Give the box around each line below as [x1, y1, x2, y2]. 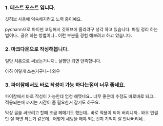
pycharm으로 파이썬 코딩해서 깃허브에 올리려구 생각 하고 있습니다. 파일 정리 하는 [5, 27, 158, 32]
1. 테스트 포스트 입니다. [5, 4, 56, 11]
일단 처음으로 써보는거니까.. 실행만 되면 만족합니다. [5, 58, 102, 63]
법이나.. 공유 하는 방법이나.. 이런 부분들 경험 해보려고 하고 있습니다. [5, 32, 133, 38]
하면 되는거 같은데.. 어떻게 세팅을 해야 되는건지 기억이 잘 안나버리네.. [15, 115, 145, 122]
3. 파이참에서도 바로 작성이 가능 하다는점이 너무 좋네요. [5, 81, 125, 88]
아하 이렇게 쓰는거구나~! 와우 [5, 68, 60, 74]
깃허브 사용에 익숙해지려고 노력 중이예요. [5, 16, 82, 22]
